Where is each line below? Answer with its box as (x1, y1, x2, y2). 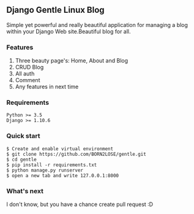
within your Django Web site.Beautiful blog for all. (6, 28, 131, 35)
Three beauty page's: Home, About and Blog (15, 57, 129, 64)
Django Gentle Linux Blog (6, 5, 105, 15)
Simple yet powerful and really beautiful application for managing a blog (6, 21, 188, 28)
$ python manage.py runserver (6, 167, 84, 174)
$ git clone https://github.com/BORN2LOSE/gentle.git (6, 151, 147, 157)
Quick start (6, 132, 41, 140)
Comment (15, 77, 40, 84)
